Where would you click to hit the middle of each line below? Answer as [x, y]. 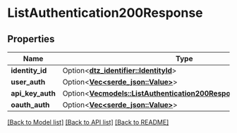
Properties [31, 39]
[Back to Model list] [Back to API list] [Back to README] [88, 122]
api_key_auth [34, 93]
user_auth [28, 82]
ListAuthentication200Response [105, 13]
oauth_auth [30, 105]
